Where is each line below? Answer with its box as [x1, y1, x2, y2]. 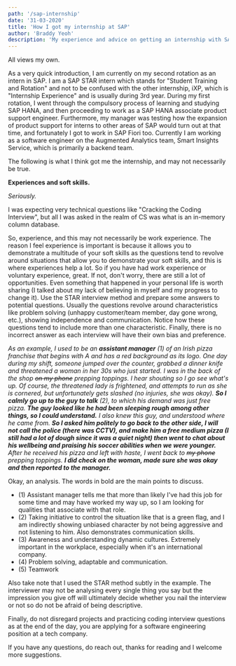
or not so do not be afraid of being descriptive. [8, 601, 143, 610]
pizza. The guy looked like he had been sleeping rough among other [8, 404, 209, 412]
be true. [8, 165, 31, 173]
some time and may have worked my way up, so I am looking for [18, 498, 204, 507]
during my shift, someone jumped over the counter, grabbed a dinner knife [8, 359, 223, 368]
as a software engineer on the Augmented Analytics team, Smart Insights [8, 136, 219, 144]
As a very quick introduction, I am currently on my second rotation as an [8, 69, 216, 78]
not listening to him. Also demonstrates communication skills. [18, 528, 195, 536]
